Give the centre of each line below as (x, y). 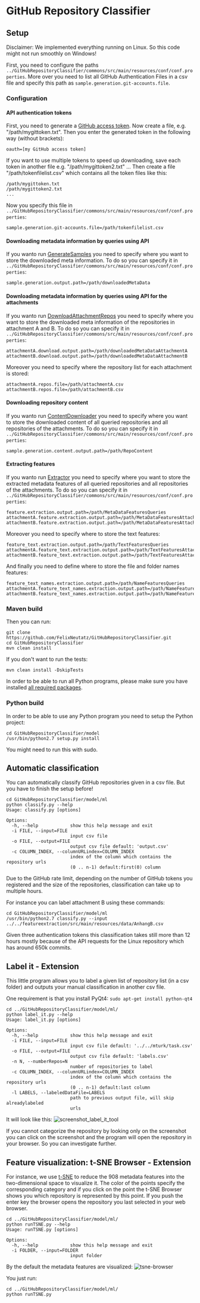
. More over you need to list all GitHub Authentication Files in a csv (106, 76)
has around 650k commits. (39, 948)
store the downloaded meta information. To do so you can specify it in (92, 261)
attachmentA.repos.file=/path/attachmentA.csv (65, 384)
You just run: (22, 1278)
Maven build (24, 608)
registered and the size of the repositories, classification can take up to (93, 885)
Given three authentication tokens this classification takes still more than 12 (98, 935)
